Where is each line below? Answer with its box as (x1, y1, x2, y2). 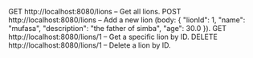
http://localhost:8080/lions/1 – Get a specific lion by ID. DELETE (8, 32, 218, 41)
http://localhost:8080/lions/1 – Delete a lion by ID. (8, 41, 171, 50)
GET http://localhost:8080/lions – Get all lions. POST (8, 7, 182, 16)
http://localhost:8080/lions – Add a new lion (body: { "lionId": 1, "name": (8, 15, 246, 25)
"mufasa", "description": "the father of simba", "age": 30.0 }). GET (8, 24, 227, 33)
